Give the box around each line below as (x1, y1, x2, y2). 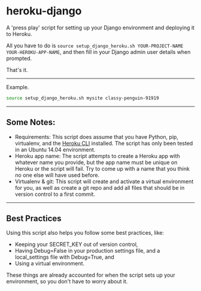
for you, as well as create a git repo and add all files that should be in (14, 184, 185, 191)
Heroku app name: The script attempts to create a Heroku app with (14, 152, 181, 159)
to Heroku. (6, 30, 32, 37)
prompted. (6, 54, 32, 62)
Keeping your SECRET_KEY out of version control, (14, 241, 138, 248)
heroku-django (6, 4, 82, 18)
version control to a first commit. (14, 190, 96, 198)
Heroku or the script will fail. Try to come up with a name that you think (14, 165, 190, 172)
